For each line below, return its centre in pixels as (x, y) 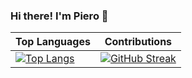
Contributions (138, 42)
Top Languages (53, 42)
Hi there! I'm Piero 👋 (59, 16)
